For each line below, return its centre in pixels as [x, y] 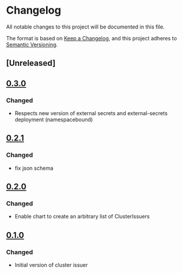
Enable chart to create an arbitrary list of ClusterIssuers [82, 217]
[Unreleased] [31, 63]
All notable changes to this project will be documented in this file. [86, 27]
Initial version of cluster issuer [51, 265]
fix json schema [34, 168]
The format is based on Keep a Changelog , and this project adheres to [91, 38]
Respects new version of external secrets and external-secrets [91, 113]
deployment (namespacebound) [54, 120]
